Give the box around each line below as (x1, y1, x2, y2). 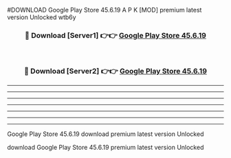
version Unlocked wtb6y (7, 13, 77, 21)
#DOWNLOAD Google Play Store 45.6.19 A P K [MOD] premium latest (7, 6, 202, 14)
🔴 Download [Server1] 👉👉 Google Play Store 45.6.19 (25, 30, 206, 40)
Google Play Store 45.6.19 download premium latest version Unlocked (7, 130, 204, 138)
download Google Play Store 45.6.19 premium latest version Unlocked (7, 143, 204, 151)
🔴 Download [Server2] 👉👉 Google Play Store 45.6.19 (23, 67, 208, 76)
